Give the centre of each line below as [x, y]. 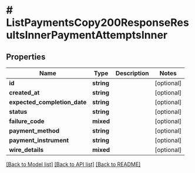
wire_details [26, 150]
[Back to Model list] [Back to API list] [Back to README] [73, 164]
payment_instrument [39, 140]
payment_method [34, 131]
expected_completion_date [48, 102]
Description [132, 73]
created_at [24, 93]
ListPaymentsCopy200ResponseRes [97, 23]
